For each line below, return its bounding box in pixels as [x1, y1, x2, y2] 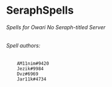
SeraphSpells [6, 4, 74, 17]
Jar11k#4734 [17, 76, 46, 82]
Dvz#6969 [17, 71, 39, 77]
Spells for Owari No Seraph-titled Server [6, 23, 106, 30]
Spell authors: [6, 42, 41, 49]
